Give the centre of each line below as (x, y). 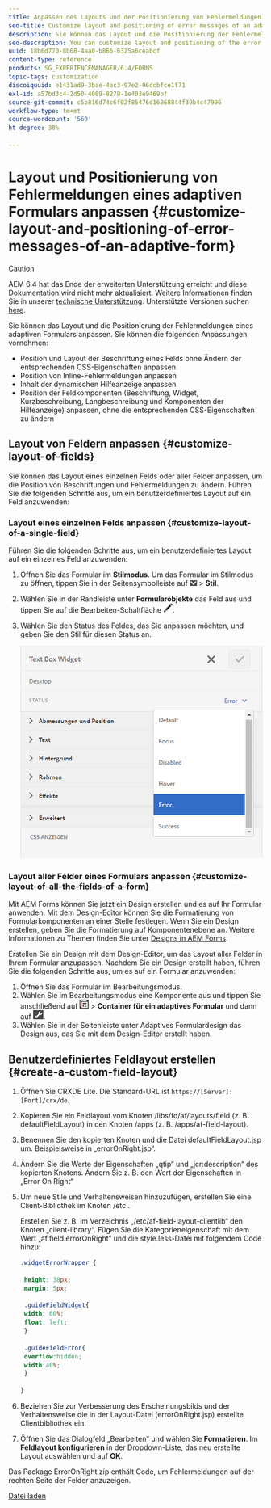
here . (17, 310)
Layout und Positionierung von (113, 177)
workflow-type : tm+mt (45, 111)
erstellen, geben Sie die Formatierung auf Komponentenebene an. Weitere (132, 930)
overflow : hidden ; (53, 1356)
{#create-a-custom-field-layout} (93, 1072)
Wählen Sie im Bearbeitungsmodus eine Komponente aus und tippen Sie (140, 996)
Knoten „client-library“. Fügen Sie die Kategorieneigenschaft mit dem (135, 1230)
